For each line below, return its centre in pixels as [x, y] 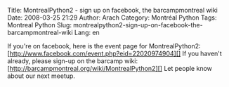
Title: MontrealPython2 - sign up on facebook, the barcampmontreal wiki [112, 10]
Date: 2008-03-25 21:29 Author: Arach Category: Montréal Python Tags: [112, 18]
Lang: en [87, 32]
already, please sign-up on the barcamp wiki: [73, 61]
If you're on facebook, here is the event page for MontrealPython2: [104, 46]
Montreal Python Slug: [40, 25]
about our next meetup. [41, 76]
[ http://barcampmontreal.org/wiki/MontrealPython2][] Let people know [110, 68]
